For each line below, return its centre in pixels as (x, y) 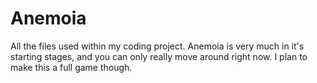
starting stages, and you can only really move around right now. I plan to (159, 56)
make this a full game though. (71, 67)
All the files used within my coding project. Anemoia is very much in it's (157, 46)
